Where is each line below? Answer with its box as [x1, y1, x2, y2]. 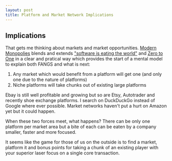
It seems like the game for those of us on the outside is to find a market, [5, 139, 158, 145]
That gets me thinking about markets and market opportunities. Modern [5, 45, 157, 51]
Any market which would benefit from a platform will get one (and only [12, 71, 162, 77]
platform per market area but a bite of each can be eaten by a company [5, 124, 157, 130]
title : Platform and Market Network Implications [5, 12, 114, 17]
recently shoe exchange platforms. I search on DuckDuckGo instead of [5, 97, 155, 104]
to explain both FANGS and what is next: [5, 61, 91, 67]
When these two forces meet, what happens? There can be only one [5, 118, 150, 125]
